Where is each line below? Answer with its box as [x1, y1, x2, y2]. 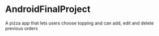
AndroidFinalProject [5, 3, 91, 15]
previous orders [5, 25, 38, 31]
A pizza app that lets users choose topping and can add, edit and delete [5, 20, 154, 26]
